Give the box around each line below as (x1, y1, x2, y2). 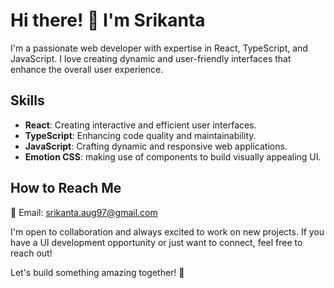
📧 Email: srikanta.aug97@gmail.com (10, 206, 158, 218)
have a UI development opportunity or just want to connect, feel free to (10, 236, 303, 248)
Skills (10, 92, 45, 109)
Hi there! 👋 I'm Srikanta (10, 9, 206, 32)
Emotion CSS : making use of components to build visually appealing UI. (24, 150, 322, 163)
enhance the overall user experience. (10, 63, 164, 75)
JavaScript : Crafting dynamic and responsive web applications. (24, 140, 288, 152)
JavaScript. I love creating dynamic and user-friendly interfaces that (10, 52, 292, 64)
